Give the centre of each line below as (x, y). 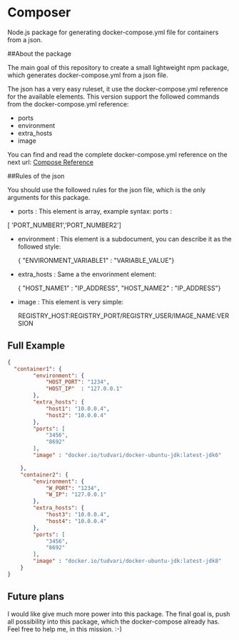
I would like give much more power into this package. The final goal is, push (119, 614)
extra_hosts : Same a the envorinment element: (87, 274)
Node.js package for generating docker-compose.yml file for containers (113, 32)
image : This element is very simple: (70, 301)
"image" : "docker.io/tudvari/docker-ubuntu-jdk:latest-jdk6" (127, 455)
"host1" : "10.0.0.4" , (78, 409)
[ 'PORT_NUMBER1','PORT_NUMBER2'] (64, 225)
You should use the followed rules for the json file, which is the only (107, 189)
